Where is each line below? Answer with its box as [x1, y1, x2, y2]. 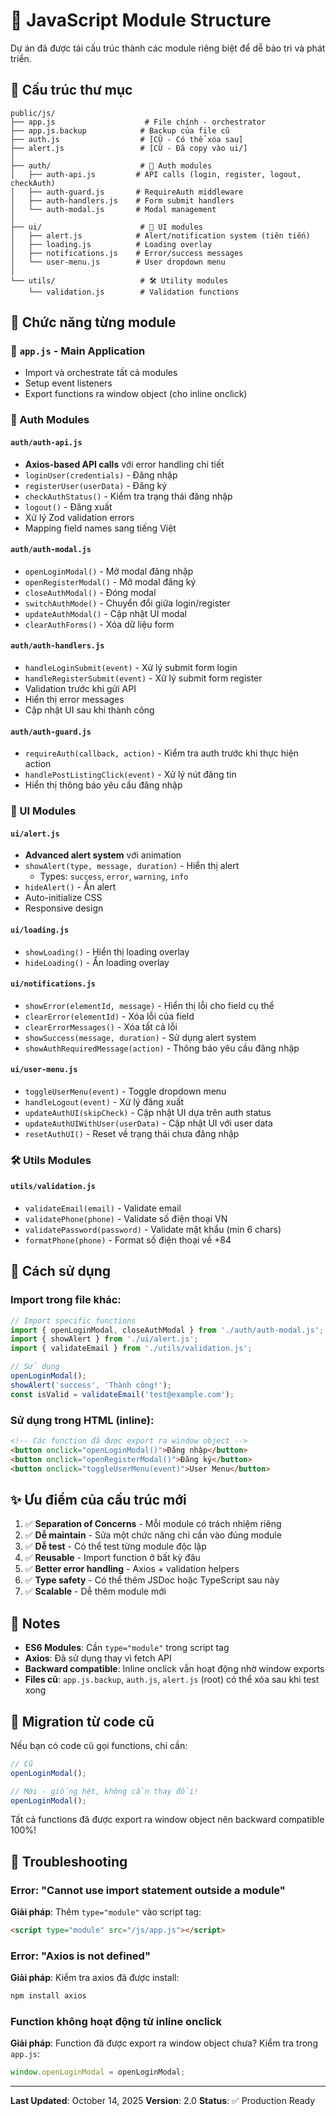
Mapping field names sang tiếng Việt [24, 522, 177, 534]
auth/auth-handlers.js [10, 641, 105, 651]
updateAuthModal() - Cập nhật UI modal [24, 607, 187, 619]
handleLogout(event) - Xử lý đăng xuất [24, 1095, 185, 1108]
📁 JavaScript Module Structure [10, 9, 272, 32]
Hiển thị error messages [24, 693, 125, 705]
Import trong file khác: [10, 1293, 122, 1307]
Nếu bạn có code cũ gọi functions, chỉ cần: [10, 1739, 188, 1751]
